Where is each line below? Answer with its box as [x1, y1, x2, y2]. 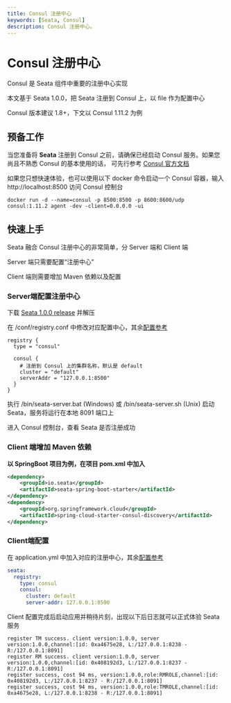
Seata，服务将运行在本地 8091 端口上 [7, 408, 114, 417]
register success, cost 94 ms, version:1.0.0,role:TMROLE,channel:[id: [7, 684, 219, 691]
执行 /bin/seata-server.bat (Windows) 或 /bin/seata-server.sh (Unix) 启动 [7, 400, 215, 408]
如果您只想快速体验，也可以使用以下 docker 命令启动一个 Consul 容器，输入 [7, 174, 224, 182]
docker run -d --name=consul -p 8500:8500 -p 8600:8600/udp [7, 197, 185, 204]
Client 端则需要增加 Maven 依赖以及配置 [7, 272, 121, 281]
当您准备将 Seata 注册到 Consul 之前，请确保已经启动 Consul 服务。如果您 [7, 150, 221, 159]
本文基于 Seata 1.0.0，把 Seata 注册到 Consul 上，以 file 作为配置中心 [7, 94, 205, 103]
